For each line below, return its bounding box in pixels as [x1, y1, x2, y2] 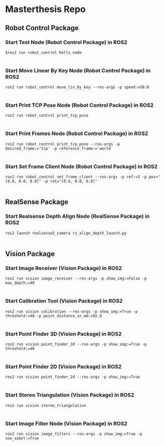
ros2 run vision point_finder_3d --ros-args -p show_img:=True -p [5, 342, 147, 347]
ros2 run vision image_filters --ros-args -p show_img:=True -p [5, 431, 142, 436]
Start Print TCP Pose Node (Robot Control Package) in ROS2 [5, 102, 154, 109]
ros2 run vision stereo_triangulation [5, 403, 86, 408]
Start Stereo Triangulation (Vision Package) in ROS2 [5, 392, 134, 399]
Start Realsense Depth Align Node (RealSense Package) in [5, 213, 150, 220]
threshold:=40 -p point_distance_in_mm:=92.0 [5, 313, 102, 318]
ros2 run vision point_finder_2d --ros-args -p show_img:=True [5, 375, 140, 380]
